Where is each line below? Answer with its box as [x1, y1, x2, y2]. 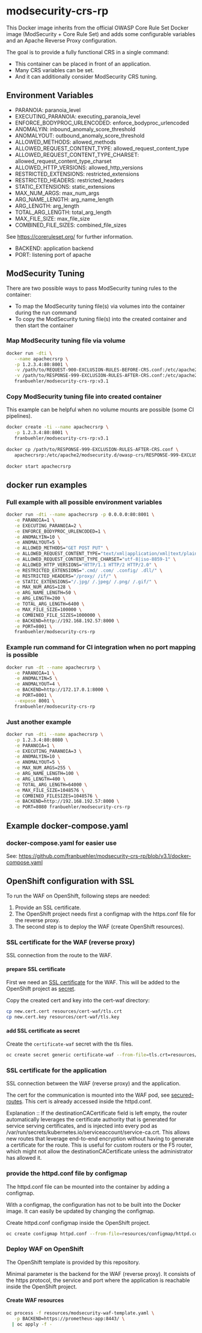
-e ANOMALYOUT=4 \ [14, 681, 61, 687]
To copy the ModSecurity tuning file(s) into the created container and [14, 315, 187, 322]
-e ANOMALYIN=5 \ [14, 675, 58, 682]
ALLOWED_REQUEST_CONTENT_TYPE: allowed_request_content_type [14, 144, 189, 152]
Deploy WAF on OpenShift [6, 1245, 84, 1253]
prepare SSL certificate [6, 965, 66, 972]
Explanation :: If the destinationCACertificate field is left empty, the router [6, 1109, 188, 1117]
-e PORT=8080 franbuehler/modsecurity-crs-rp [14, 804, 130, 810]
